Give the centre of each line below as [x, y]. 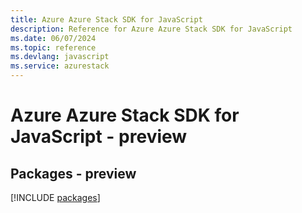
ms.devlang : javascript [60, 57]
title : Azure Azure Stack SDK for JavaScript [106, 19]
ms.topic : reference [53, 47]
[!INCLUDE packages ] [55, 197]
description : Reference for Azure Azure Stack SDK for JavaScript [151, 29]
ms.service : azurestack [60, 66]
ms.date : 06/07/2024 [53, 38]
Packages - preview [73, 173]
